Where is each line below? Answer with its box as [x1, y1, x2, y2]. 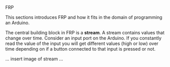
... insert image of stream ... [5, 56, 63, 62]
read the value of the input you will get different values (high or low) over [5, 40, 159, 47]
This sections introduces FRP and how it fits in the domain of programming [5, 14, 162, 20]
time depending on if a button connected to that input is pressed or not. [5, 46, 156, 52]
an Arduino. [5, 20, 30, 26]
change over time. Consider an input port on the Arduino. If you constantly [5, 35, 162, 41]
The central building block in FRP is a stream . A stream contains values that [5, 30, 165, 35]
